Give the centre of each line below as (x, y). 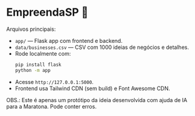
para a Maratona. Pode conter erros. (51, 106)
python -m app (33, 70)
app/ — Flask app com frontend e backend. (69, 40)
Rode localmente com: (43, 53)
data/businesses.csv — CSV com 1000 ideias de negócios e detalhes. (102, 47)
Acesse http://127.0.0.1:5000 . (54, 82)
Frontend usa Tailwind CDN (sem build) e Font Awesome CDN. (92, 88)
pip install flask (38, 65)
